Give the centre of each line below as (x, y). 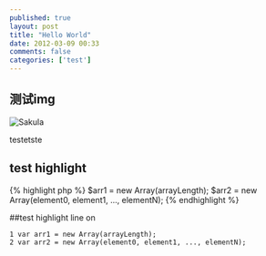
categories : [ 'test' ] (51, 60)
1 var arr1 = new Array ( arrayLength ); (83, 234)
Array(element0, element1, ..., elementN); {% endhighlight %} (124, 200)
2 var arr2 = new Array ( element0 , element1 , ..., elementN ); (128, 242)
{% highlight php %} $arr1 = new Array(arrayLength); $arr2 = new (133, 190)
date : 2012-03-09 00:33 (55, 43)
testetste (26, 139)
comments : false (40, 52)
